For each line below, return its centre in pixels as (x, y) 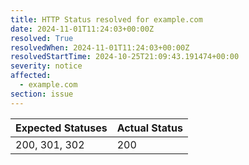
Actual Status (149, 128)
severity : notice (46, 66)
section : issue (42, 94)
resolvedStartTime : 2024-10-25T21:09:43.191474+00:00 (125, 57)
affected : (31, 76)
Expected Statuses (61, 128)
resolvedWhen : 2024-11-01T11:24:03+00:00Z (100, 47)
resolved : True (42, 38)
